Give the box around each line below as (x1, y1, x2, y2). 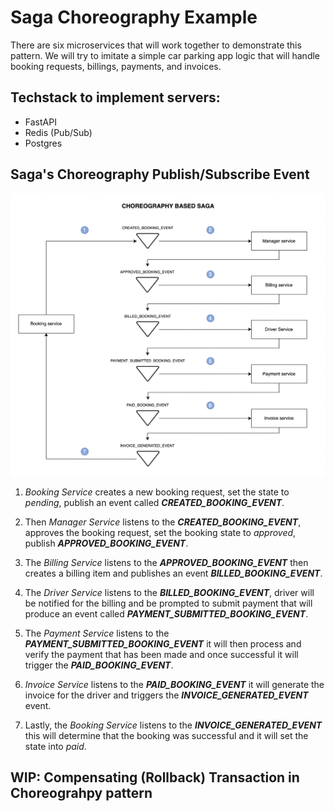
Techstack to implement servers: (10, 89, 221, 106)
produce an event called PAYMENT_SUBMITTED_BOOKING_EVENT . (24, 607, 309, 620)
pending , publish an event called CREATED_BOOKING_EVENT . (24, 496, 285, 508)
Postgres (24, 137, 63, 149)
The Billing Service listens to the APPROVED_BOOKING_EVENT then (24, 556, 309, 568)
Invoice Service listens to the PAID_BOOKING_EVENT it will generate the (24, 678, 325, 690)
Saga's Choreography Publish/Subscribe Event (10, 166, 310, 183)
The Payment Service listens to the (24, 627, 170, 639)
